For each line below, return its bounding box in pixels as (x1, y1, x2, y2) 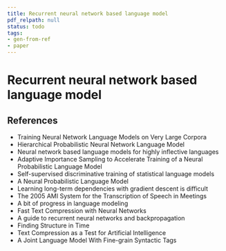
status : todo (7, 23, 45, 30)
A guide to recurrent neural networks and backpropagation (17, 214, 185, 222)
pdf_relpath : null (7, 17, 60, 24)
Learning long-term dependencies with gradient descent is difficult (17, 184, 209, 193)
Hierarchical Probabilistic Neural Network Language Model (17, 140, 185, 148)
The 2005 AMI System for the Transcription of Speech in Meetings (17, 192, 207, 200)
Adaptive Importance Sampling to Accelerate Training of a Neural (17, 155, 203, 163)
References (7, 114, 58, 126)
